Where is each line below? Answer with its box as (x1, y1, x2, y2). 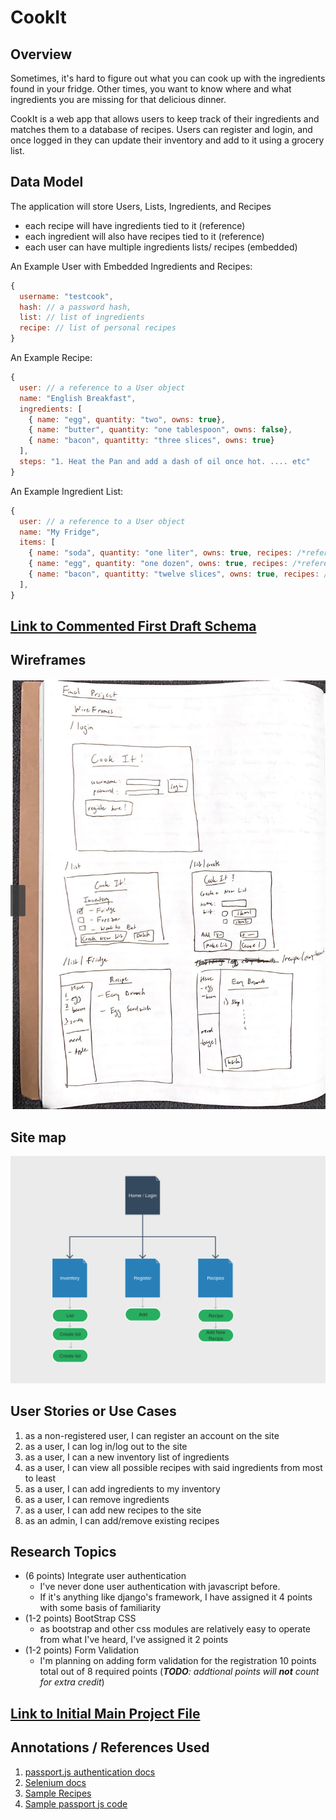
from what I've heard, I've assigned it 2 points (39, 1634, 229, 1646)
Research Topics (10, 1543, 117, 1560)
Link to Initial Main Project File (10, 1705, 201, 1722)
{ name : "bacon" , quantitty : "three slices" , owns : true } (28, 436, 275, 446)
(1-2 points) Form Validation (24, 1644, 140, 1656)
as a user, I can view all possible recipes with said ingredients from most (24, 1461, 323, 1473)
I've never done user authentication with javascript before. (39, 1581, 281, 1593)
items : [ (19, 537, 56, 548)
